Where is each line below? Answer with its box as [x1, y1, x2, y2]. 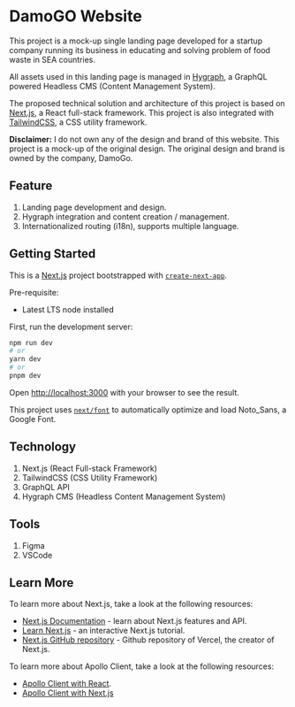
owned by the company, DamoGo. [9, 152, 133, 163]
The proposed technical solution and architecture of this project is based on [9, 97, 285, 108]
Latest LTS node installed [21, 304, 115, 315]
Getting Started [9, 246, 96, 262]
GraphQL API [21, 481, 71, 492]
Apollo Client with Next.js [21, 688, 114, 698]
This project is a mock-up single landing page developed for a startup [9, 35, 263, 46]
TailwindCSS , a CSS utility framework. [9, 117, 147, 127]
